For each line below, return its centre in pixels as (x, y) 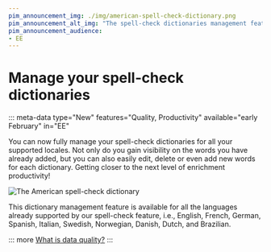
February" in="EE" (39, 126)
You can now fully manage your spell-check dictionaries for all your (121, 142)
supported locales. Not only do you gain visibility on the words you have (128, 151)
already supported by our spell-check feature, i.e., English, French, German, (135, 216)
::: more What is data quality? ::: (61, 240)
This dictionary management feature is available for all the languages (123, 207)
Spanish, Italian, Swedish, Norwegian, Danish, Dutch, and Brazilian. (120, 224)
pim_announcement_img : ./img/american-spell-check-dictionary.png (122, 16)
